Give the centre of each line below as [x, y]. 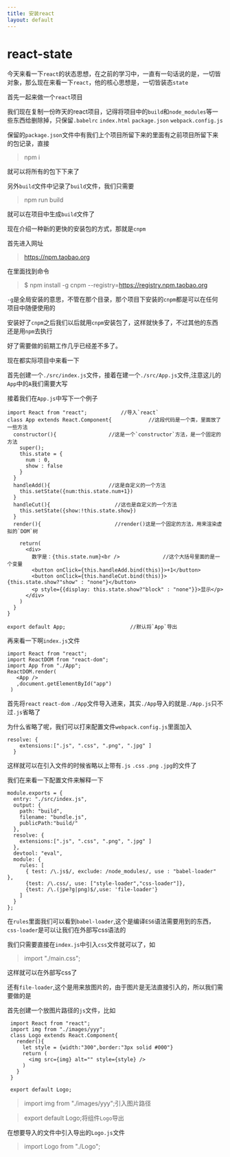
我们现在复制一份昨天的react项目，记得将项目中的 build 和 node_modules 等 [110, 112]
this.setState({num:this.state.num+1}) [77, 492]
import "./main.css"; [52, 959]
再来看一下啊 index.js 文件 [44, 640]
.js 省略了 [27, 712]
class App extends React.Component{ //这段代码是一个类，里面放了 [114, 420]
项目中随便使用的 [31, 308]
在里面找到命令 [28, 271]
